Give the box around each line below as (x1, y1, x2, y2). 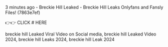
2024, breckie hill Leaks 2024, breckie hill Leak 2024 (5, 36, 115, 42)
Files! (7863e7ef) (5, 9, 41, 15)
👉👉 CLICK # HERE (5, 19, 47, 25)
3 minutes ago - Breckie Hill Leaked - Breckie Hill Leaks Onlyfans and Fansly (5, 4, 163, 10)
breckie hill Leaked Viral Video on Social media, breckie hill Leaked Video (5, 31, 156, 37)
